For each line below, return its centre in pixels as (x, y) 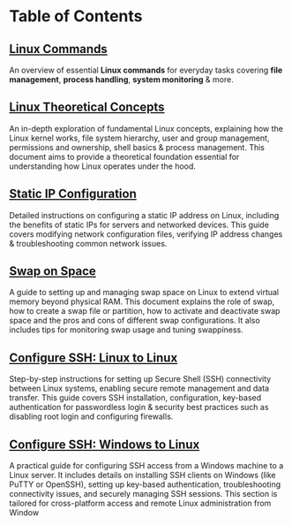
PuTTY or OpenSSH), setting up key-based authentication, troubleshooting (145, 484)
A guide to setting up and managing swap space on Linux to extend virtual (144, 293)
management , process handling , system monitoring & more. (121, 80)
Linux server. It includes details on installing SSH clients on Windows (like (142, 476)
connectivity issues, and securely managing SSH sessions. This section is (143, 494)
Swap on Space (53, 271)
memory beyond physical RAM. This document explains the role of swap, (142, 301)
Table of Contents (76, 16)
